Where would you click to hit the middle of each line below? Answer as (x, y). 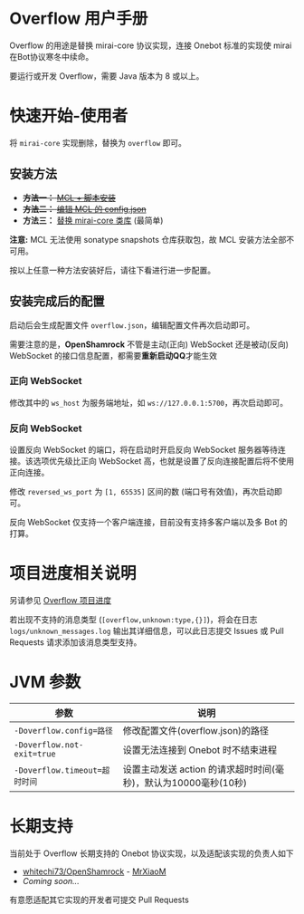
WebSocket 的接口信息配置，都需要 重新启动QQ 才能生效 (114, 355)
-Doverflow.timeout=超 (62, 770)
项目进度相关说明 (73, 574)
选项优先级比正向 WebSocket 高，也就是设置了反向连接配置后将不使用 (164, 461)
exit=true (35, 754)
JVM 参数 (45, 683)
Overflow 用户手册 (79, 19)
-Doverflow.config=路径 (63, 731)
